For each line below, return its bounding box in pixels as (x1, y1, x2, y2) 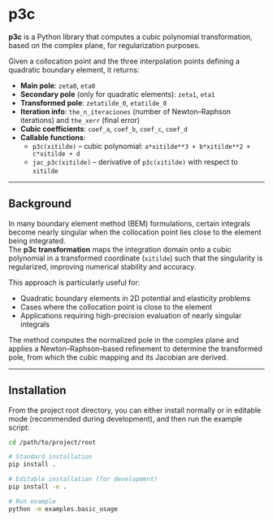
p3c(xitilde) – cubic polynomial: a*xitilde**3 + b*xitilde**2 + (32, 141, 250, 151)
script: (8, 422, 30, 432)
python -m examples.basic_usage (8, 505, 118, 513)
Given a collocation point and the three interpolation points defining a (8, 56, 240, 66)
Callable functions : (19, 132, 86, 142)
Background (8, 197, 71, 211)
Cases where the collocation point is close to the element (19, 302, 213, 312)
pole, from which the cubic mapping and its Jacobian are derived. (8, 352, 229, 362)
